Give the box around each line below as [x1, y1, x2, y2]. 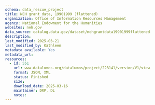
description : [5, 34, 31, 39]
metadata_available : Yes [5, 47, 55, 52]
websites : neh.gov [5, 25, 42, 30]
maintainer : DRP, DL [14, 88, 55, 93]
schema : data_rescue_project [5, 7, 64, 12]
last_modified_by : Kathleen [5, 43, 62, 48]
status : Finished [14, 75, 49, 79]
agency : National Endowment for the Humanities [5, 20, 103, 26]
